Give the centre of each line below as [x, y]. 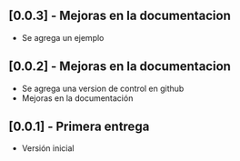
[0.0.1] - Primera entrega [79, 127]
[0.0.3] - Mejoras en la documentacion [120, 16]
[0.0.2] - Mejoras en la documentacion [120, 67]
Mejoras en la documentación [77, 98]
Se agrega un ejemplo [63, 37]
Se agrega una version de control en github [103, 88]
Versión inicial [48, 148]
